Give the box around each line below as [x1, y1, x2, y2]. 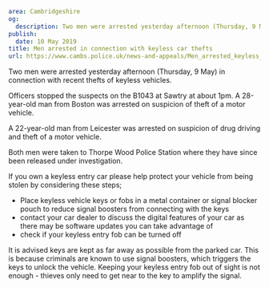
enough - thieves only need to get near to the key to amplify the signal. [8, 271, 243, 281]
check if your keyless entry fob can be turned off [19, 229, 182, 240]
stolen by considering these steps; [8, 181, 122, 190]
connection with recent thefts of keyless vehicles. [8, 75, 172, 85]
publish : [8, 30, 38, 38]
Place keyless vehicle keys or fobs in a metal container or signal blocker [19, 196, 258, 205]
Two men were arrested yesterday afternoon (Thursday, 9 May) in [8, 67, 226, 76]
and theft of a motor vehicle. [8, 132, 102, 142]
